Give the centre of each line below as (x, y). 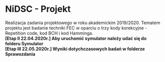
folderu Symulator (24, 43)
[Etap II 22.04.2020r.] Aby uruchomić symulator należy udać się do (76, 38)
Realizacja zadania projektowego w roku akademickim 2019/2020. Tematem (83, 23)
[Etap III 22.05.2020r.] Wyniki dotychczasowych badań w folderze (75, 49)
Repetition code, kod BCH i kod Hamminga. (49, 33)
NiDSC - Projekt (38, 9)
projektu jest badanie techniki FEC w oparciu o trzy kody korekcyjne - (76, 28)
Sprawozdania (20, 54)
